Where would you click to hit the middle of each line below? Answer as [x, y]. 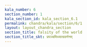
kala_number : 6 [20, 10]
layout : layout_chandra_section [38, 28]
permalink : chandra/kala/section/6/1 [43, 23]
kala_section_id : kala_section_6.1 [41, 19]
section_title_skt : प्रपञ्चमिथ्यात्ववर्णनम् [39, 37]
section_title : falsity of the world [43, 32]
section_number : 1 [23, 14]
